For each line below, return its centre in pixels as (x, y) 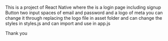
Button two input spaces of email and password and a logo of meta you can (84, 13)
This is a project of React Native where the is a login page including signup (83, 7)
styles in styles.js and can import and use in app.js (58, 23)
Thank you (16, 33)
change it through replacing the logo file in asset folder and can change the (84, 18)
